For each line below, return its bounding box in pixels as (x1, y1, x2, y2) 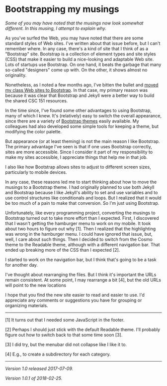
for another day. (5, 262, 38, 268)
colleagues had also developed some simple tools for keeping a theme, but (5, 123, 159, 129)
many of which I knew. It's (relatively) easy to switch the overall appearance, (5, 112, 162, 118)
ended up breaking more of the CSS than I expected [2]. (5, 247, 120, 253)
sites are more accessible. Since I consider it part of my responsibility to (5, 149, 153, 155)
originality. (5, 72, 27, 78)
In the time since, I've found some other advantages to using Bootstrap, (5, 107, 152, 113)
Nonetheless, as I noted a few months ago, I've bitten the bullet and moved (5, 81, 159, 88)
